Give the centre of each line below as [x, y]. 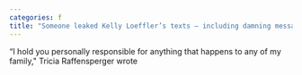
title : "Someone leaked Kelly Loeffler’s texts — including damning [140, 26]
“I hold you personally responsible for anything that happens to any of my [145, 51]
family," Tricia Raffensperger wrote [74, 61]
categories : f [36, 17]
